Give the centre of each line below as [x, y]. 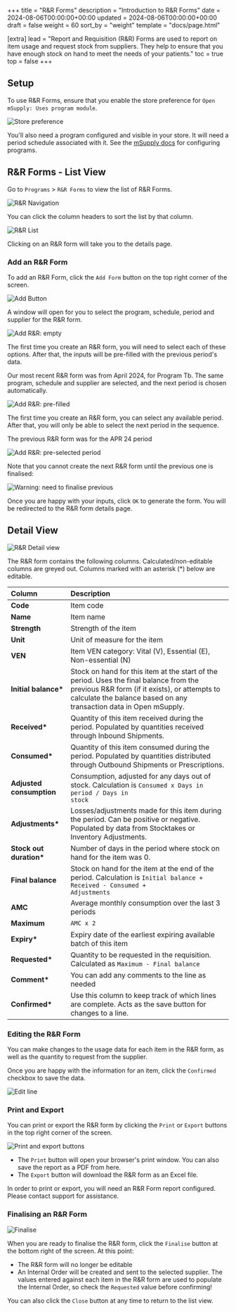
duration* [27, 857]
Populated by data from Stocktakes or [132, 828]
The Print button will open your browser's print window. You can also [118, 1160]
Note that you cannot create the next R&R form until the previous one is [110, 466]
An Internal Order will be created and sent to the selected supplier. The [120, 1272]
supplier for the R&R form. [45, 319]
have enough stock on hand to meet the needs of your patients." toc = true [115, 54]
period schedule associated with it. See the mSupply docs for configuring [114, 142]
